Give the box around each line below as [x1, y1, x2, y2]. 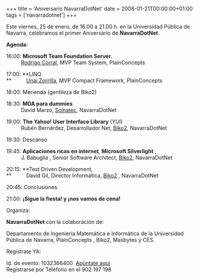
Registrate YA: [6, 248, 41, 255]
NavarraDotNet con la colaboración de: [6, 219, 104, 225]
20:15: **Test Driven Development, [6, 166, 93, 172]
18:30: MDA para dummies [6, 100, 73, 107]
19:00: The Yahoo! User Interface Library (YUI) [6, 118, 123, 125]
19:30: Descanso [6, 136, 48, 143]
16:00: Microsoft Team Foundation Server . [6, 53, 112, 59]
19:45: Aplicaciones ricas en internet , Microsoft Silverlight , [6, 148, 157, 154]
